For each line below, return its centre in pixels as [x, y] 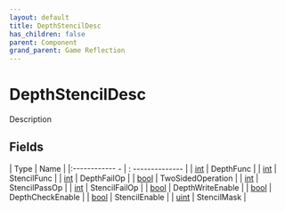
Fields [27, 147]
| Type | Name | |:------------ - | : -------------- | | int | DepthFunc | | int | [143, 168]
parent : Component [43, 42]
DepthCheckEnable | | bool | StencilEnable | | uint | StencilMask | [128, 197]
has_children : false [48, 34]
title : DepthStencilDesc [55, 26]
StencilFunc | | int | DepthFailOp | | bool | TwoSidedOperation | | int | [134, 178]
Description [30, 119]
